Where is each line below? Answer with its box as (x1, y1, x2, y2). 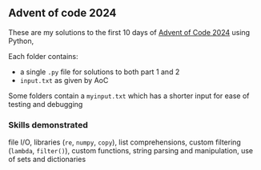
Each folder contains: (8, 51, 78, 61)
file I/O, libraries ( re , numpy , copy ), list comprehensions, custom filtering (8, 137, 242, 147)
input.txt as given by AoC (19, 75, 109, 85)
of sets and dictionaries (8, 155, 86, 164)
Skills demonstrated (8, 119, 88, 130)
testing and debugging (8, 99, 83, 109)
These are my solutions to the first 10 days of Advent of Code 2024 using (8, 27, 251, 37)
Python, (8, 36, 34, 45)
